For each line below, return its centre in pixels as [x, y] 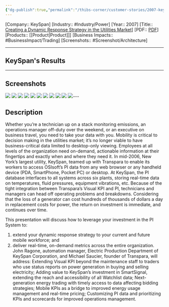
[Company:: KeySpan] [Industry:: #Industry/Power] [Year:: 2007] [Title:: [79, 24]
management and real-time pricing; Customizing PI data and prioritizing [87, 294]
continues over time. [26, 210]
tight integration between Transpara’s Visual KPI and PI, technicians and [80, 189]
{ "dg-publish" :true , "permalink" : [40, 10]
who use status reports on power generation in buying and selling [80, 267]
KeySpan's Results [35, 61]
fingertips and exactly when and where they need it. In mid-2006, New [78, 157]
